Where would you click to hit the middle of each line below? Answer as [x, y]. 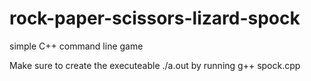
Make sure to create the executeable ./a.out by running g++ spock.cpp [155, 65]
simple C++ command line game [76, 46]
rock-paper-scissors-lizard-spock [155, 18]
